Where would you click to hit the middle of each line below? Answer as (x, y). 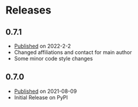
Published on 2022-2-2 (42, 46)
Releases (28, 10)
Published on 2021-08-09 (45, 91)
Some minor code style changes (53, 58)
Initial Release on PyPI (41, 97)
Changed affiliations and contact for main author (73, 52)
